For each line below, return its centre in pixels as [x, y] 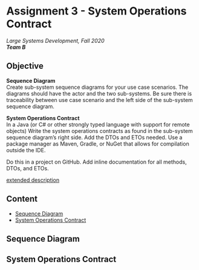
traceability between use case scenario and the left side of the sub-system [100, 100]
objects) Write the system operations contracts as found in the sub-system [100, 130]
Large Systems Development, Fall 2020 [55, 40]
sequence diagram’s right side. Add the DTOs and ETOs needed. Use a [94, 137]
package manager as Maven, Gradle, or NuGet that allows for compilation [98, 144]
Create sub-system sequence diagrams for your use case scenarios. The [97, 87]
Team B [16, 47]
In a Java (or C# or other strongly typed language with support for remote [98, 124]
